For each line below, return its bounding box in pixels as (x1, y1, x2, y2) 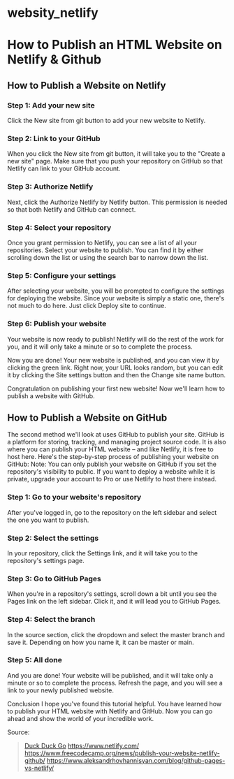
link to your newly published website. (7, 686, 114, 694)
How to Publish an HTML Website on (7, 37, 222, 53)
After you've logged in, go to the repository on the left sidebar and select (7, 508, 217, 516)
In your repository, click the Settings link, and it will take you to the (7, 548, 198, 557)
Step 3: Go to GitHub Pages (7, 574, 101, 583)
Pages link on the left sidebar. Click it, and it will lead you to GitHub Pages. (7, 597, 221, 606)
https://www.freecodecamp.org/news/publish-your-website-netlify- (24, 749, 220, 757)
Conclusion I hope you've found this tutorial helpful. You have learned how (7, 699, 222, 708)
